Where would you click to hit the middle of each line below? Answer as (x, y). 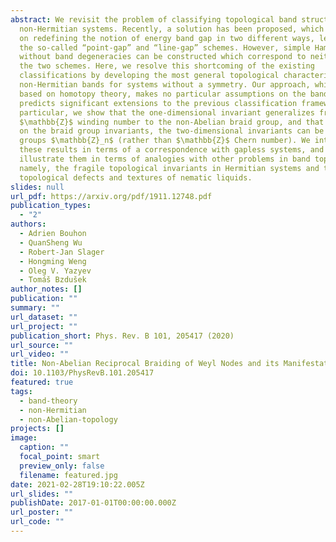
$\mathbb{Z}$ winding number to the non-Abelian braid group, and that (172, 122)
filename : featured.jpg (68, 475)
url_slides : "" (42, 494)
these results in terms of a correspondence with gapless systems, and (172, 150)
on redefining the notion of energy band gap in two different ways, (167, 38)
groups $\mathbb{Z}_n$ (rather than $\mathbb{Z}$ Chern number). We (165, 141)
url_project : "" (44, 326)
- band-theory (48, 401)
